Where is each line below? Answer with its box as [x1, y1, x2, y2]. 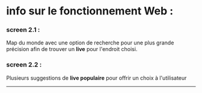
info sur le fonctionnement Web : [6, 4, 174, 18]
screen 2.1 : [6, 26, 40, 34]
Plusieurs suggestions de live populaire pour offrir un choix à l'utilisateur [6, 74, 187, 82]
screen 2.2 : [6, 61, 42, 69]
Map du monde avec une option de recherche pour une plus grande [6, 39, 174, 46]
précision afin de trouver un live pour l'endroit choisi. [6, 46, 138, 53]
